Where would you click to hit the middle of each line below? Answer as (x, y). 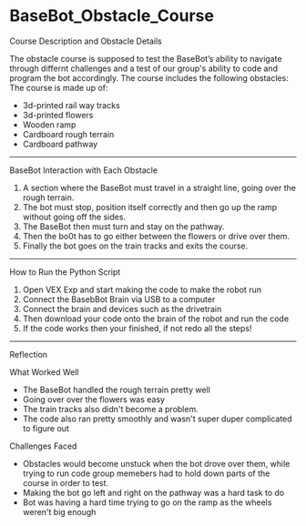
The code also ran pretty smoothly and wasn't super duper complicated (158, 419)
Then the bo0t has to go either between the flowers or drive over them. (156, 236)
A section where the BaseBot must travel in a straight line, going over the (159, 187)
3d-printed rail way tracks (71, 105)
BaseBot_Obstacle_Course (112, 16)
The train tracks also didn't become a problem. (110, 409)
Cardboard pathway (60, 144)
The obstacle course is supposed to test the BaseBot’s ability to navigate (146, 58)
